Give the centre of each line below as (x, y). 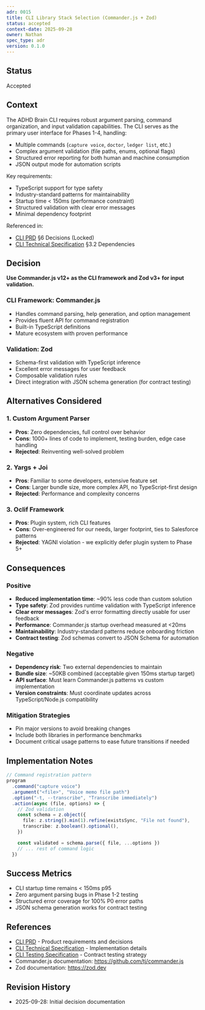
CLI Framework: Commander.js (54, 301)
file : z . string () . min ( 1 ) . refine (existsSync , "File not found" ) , (106, 821)
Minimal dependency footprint (53, 214)
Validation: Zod (30, 349)
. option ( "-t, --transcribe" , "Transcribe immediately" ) (84, 798)
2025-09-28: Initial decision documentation (70, 1001)
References (29, 927)
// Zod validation (41, 809)
